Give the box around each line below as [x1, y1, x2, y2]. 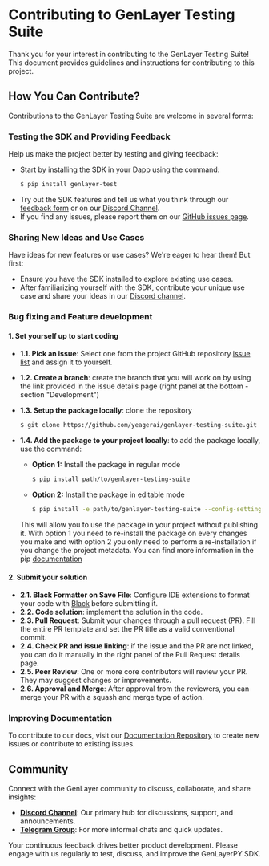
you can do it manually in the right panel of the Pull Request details [19, 650, 240, 660]
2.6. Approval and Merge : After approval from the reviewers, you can [19, 684, 250, 693]
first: [8, 258, 24, 268]
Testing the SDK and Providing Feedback [8, 131, 171, 142]
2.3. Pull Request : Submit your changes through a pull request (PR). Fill [19, 616, 256, 625]
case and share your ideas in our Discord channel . [19, 291, 187, 301]
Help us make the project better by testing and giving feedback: [8, 149, 219, 159]
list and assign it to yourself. [19, 357, 113, 367]
